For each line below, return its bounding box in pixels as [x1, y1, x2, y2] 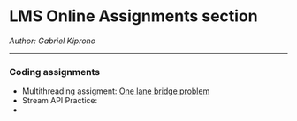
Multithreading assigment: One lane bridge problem [21, 86, 210, 96]
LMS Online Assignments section [9, 6, 258, 26]
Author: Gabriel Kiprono [9, 35, 96, 46]
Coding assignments [9, 65, 100, 78]
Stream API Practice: [21, 95, 98, 106]
